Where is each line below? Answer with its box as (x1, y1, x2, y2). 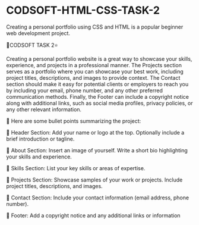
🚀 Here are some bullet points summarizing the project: (6, 117, 141, 124)
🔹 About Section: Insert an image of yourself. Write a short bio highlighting (6, 146, 188, 154)
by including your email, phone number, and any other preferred (6, 87, 163, 94)
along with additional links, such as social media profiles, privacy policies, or (6, 99, 193, 107)
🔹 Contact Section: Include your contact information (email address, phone (6, 194, 189, 201)
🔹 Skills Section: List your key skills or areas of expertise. (6, 164, 146, 171)
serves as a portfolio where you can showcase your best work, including (6, 68, 184, 75)
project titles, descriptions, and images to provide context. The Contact (6, 74, 181, 81)
